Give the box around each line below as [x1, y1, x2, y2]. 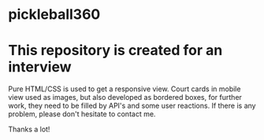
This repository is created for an [8, 42, 223, 60]
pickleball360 [8, 6, 101, 24]
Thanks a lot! [8, 124, 50, 134]
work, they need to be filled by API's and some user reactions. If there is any [8, 101, 256, 111]
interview [8, 58, 72, 76]
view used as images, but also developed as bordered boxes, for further [8, 93, 243, 102]
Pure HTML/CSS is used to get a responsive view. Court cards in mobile [8, 84, 241, 94]
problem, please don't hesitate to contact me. [8, 109, 156, 119]
